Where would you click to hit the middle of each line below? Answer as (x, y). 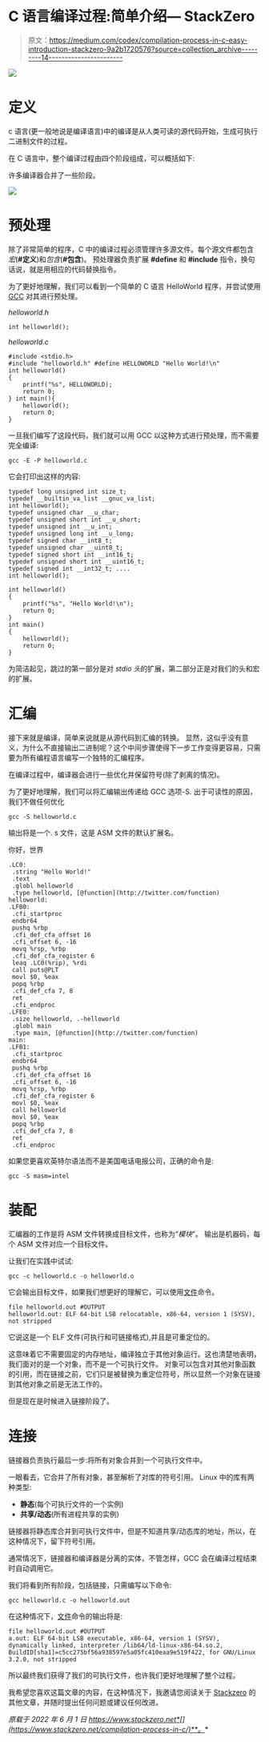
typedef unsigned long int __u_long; (71, 533)
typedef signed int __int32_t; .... (69, 568)
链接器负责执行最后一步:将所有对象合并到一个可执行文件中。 (108, 1460)
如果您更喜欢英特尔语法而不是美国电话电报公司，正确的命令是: (111, 1161)
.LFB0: (19, 907)
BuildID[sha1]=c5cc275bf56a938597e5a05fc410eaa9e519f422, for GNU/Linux (132, 1652)
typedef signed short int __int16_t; (71, 554)
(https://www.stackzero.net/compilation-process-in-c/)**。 (107, 1729)
